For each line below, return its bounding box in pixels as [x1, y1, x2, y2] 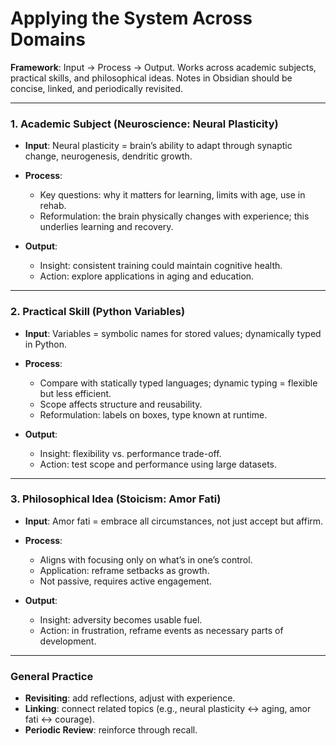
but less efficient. [39, 387, 112, 399]
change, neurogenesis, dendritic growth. [24, 150, 193, 162]
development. [39, 635, 97, 647]
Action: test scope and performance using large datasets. [39, 458, 278, 470]
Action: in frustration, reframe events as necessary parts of [39, 624, 284, 636]
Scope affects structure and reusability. [39, 398, 203, 410]
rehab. [39, 200, 67, 212]
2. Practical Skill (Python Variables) [10, 305, 186, 319]
